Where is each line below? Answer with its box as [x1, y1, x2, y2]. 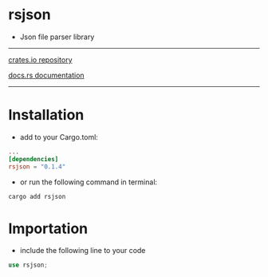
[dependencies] [8, 155, 59, 163]
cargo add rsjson [8, 192, 66, 200]
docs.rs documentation [8, 70, 85, 80]
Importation [8, 220, 89, 237]
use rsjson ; [8, 261, 48, 269]
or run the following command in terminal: [19, 177, 158, 187]
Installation [8, 106, 85, 125]
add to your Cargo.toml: [19, 132, 98, 141]
